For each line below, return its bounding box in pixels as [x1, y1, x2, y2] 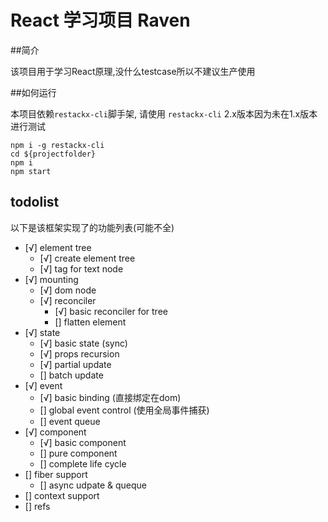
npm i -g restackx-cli [10, 140, 105, 150]
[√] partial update [39, 358, 112, 370]
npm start [10, 166, 52, 176]
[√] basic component [39, 436, 127, 448]
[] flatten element [54, 316, 127, 328]
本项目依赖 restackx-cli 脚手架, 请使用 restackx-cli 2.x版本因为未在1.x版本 [10, 107, 318, 120]
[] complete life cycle [39, 457, 127, 470]
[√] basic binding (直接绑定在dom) [39, 391, 182, 403]
